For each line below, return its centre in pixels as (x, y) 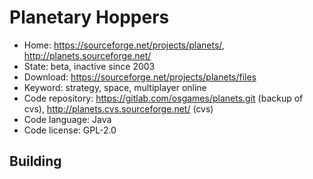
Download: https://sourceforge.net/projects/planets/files (140, 77)
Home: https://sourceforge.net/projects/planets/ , (124, 45)
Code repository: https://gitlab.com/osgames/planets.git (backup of (163, 98)
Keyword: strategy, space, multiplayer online (115, 87)
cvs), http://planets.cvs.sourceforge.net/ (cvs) (118, 108)
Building (35, 161)
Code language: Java (67, 119)
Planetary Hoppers (89, 17)
